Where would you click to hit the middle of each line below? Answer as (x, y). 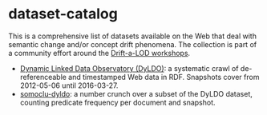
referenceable (43, 77)
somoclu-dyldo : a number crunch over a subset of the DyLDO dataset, (136, 93)
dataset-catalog (63, 14)
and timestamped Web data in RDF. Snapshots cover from (164, 77)
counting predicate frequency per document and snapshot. (117, 102)
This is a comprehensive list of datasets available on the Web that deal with (132, 36)
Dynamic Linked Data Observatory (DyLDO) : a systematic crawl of (129, 68)
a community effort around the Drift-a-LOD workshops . (99, 53)
